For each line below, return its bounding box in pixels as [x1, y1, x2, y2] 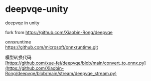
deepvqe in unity [5, 20, 40, 26]
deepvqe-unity [5, 3, 69, 15]
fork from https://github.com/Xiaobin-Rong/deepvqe [5, 29, 113, 35]
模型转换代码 [5, 54, 31, 60]
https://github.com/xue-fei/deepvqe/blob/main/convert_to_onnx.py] [6, 60, 146, 66]
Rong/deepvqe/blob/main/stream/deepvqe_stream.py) [5, 70, 117, 76]
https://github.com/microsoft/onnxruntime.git [5, 44, 98, 50]
